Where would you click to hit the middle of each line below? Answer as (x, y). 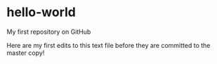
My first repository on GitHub (49, 32)
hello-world (41, 12)
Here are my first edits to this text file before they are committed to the (108, 45)
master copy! (26, 53)
